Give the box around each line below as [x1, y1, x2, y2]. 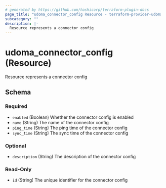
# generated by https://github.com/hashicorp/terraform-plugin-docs [5, 7, 149, 12]
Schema [5, 88, 31, 96]
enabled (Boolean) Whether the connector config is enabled [12, 114, 134, 120]
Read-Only [5, 166, 32, 173]
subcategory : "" [5, 16, 39, 21]
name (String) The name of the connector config [12, 119, 109, 125]
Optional [5, 142, 26, 149]
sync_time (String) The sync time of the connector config [12, 130, 128, 136]
